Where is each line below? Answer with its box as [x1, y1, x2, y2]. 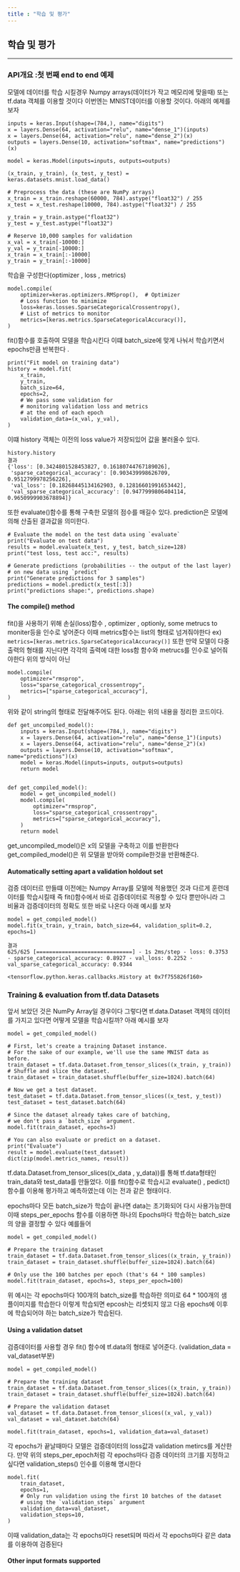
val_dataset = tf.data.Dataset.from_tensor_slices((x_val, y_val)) [7, 1409, 213, 1416]
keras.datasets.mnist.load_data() [7, 176, 111, 183]
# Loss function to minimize [20, 297, 107, 304]
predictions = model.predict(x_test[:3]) [7, 581, 133, 588]
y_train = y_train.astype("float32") [7, 214, 120, 221]
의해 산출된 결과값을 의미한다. [7, 516, 90, 525]
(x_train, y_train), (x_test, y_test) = [7, 169, 130, 177]
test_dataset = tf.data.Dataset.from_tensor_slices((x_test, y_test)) [7, 1093, 222, 1100]
